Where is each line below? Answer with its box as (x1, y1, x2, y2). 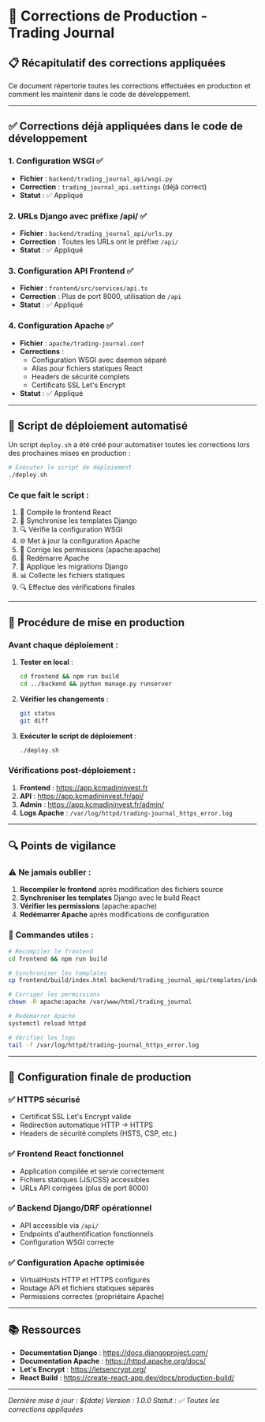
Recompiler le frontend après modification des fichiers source (19, 885, 224, 894)
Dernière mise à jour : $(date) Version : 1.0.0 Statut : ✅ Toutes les (8, 1395, 220, 1405)
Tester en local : (19, 658, 73, 667)
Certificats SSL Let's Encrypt (31, 380, 125, 390)
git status (19, 709, 56, 717)
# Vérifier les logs (8, 1033, 77, 1042)
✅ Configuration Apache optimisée (8, 1257, 145, 1268)
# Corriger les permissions (8, 991, 101, 998)
